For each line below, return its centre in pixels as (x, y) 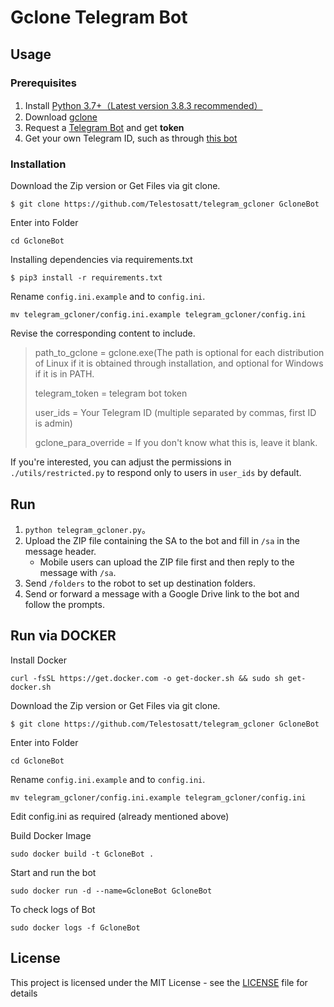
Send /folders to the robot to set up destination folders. (140, 583)
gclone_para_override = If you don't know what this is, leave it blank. (176, 443)
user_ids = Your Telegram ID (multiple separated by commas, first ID (175, 413)
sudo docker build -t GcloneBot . (82, 854)
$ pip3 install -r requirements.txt (86, 278)
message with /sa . (78, 572)
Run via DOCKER (63, 636)
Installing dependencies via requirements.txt (101, 260)
